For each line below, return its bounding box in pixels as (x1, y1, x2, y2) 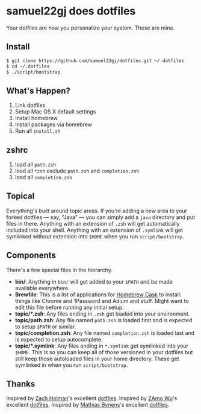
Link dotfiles (14, 101, 46, 109)
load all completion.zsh (14, 174, 72, 180)
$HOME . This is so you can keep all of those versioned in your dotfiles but (14, 348, 193, 355)
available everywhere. (14, 284, 70, 291)
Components (6, 250, 56, 261)
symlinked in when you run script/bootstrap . (14, 361, 128, 369)
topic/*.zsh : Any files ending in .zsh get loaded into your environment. (14, 310, 190, 317)
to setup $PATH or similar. (14, 323, 76, 330)
